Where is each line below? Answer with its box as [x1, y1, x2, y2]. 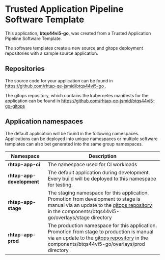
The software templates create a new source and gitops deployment [5, 45, 143, 51]
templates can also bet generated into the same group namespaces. [5, 141, 143, 147]
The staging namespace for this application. [47, 189, 149, 196]
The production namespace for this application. [47, 222, 157, 229]
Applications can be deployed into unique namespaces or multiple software [5, 136, 158, 142]
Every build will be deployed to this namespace [47, 175, 156, 182]
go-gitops [5, 103, 26, 109]
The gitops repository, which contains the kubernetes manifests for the [5, 92, 149, 98]
